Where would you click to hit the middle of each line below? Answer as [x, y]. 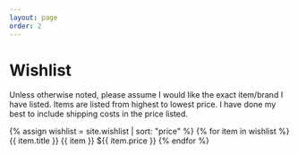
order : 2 [26, 26]
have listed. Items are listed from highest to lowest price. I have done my [143, 105]
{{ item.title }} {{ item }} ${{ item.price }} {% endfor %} [110, 141]
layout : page [34, 17]
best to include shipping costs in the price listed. [98, 114]
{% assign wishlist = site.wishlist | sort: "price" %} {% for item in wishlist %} [149, 132]
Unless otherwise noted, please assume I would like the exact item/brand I [146, 95]
